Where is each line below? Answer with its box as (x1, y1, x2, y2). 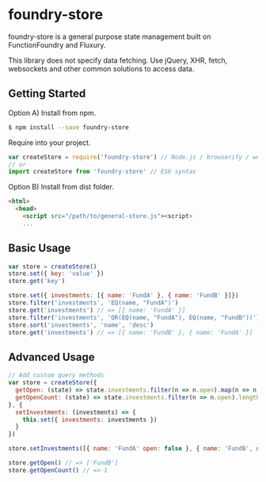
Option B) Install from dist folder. (8, 182, 115, 192)
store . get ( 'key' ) (8, 277, 66, 285)
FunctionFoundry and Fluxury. (8, 40, 106, 49)
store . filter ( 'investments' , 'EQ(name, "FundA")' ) (8, 299, 179, 307)
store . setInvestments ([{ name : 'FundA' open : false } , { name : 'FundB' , (8, 445, 253, 453)
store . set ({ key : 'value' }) (8, 270, 104, 278)
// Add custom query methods (8, 371, 104, 380)
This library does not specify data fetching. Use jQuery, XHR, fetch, (8, 55, 228, 65)
